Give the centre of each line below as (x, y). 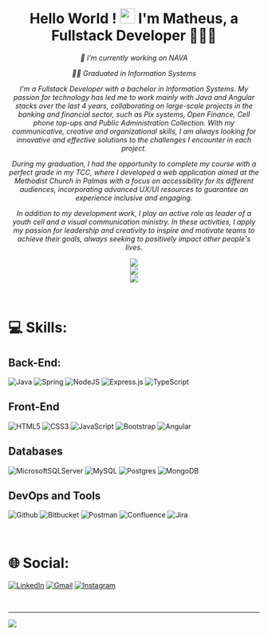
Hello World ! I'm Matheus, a (134, 19)
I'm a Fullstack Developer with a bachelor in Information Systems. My (134, 89)
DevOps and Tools (55, 496)
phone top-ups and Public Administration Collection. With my (134, 122)
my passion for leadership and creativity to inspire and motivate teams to (134, 230)
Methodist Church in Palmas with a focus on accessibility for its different (134, 181)
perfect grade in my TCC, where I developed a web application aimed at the (134, 172)
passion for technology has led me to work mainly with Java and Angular (134, 97)
